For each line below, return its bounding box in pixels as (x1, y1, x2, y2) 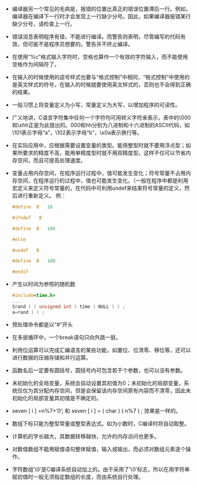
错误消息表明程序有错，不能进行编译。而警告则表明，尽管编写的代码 (11, 33, 181, 40)
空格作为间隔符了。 (11, 61, 60, 68)
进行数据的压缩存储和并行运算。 (11, 353, 91, 361)
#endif (11, 269, 29, 275)
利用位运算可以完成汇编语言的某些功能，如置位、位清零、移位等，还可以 (11, 346, 191, 353)
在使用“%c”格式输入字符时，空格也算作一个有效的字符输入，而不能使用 (11, 53, 188, 60)
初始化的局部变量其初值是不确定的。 (11, 394, 102, 401)
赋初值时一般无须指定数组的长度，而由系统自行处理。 (11, 473, 144, 480)
